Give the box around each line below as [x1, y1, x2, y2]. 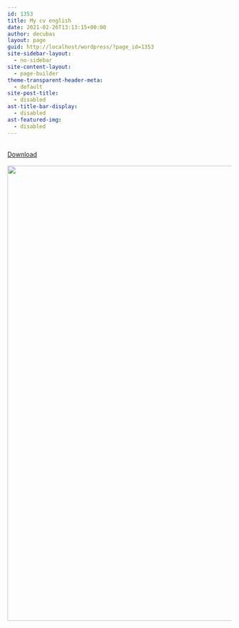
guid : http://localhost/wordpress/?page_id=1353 [7, 43, 154, 50]
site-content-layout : [7, 63, 72, 70]
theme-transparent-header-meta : [7, 76, 103, 84]
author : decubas [7, 30, 55, 38]
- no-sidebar [14, 57, 53, 64]
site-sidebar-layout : [7, 50, 72, 58]
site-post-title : [7, 90, 59, 97]
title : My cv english [7, 17, 72, 24]
